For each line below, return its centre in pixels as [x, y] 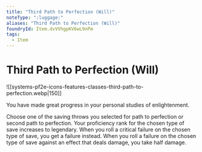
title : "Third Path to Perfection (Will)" [60, 12]
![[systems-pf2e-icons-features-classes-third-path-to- [75, 87]
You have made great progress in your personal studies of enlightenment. [98, 105]
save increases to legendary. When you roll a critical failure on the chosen [98, 129]
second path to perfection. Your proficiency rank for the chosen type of [95, 123]
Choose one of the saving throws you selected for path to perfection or [95, 116]
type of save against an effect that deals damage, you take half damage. [96, 142]
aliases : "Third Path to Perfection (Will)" [63, 23]
